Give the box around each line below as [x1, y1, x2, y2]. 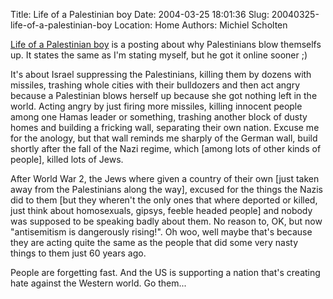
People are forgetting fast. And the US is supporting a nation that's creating [10, 267, 321, 278]
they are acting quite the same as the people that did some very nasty [10, 237, 299, 248]
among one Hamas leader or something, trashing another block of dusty [10, 111, 308, 123]
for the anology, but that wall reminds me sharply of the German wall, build [10, 132, 318, 144]
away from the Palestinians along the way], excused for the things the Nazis [10, 184, 324, 195]
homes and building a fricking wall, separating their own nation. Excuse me [10, 122, 320, 133]
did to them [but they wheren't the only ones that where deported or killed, [10, 194, 318, 206]
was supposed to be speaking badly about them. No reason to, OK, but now [10, 215, 323, 227]
